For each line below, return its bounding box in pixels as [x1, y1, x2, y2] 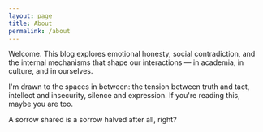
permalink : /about [8, 27, 71, 35]
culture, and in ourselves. [8, 66, 93, 76]
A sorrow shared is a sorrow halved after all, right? [8, 115, 177, 125]
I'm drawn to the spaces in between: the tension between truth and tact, [8, 82, 250, 92]
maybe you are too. [8, 99, 73, 109]
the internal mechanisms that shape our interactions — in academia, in [8, 57, 244, 67]
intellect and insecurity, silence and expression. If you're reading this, [8, 91, 241, 100]
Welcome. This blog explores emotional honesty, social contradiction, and [8, 49, 256, 59]
